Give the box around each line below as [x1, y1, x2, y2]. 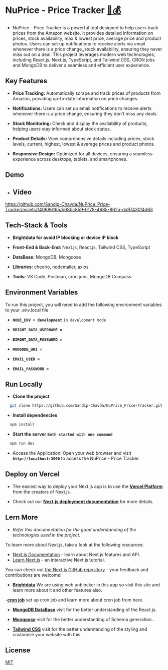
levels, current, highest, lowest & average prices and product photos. [12, 141, 155, 147]
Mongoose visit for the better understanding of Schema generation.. [12, 616, 154, 622]
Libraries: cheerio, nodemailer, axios [12, 264, 89, 270]
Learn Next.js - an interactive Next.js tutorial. [12, 557, 105, 563]
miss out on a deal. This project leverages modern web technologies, [12, 51, 155, 57]
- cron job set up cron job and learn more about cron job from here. [5, 596, 144, 603]
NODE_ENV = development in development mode [12, 318, 106, 323]
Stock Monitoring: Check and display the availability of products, [12, 120, 148, 127]
